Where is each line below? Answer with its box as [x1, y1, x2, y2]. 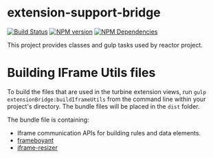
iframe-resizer [16, 143, 58, 152]
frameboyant [16, 136, 54, 144]
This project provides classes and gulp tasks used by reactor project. [7, 41, 203, 49]
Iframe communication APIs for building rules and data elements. [16, 128, 201, 137]
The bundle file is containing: [7, 115, 89, 124]
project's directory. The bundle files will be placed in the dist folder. [7, 102, 201, 111]
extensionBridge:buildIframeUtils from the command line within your [7, 95, 206, 103]
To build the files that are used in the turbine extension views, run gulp [7, 87, 207, 95]
